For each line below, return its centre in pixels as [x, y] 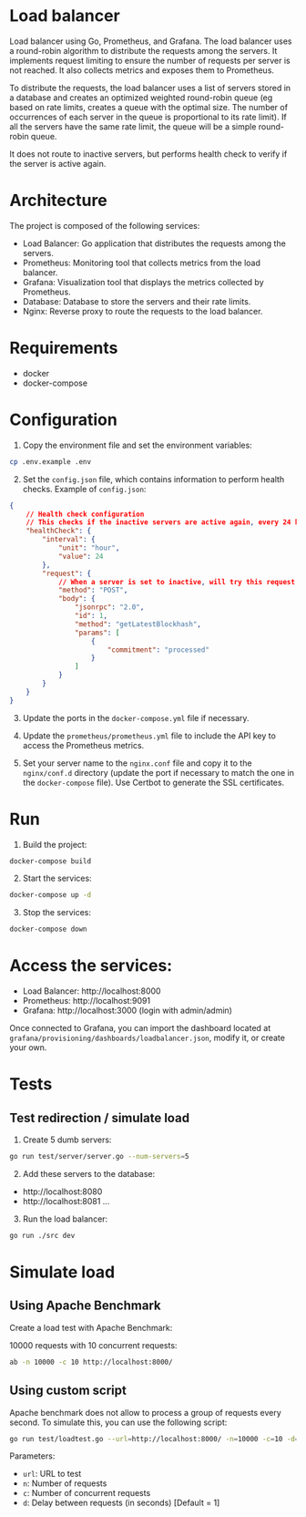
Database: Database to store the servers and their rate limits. [137, 301]
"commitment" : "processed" [158, 650]
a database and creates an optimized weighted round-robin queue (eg [141, 98]
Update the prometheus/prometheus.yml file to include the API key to [149, 736]
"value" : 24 [81, 556]
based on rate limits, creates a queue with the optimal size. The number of [149, 107]
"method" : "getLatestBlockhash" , [138, 624]
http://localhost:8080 [62, 1192]
